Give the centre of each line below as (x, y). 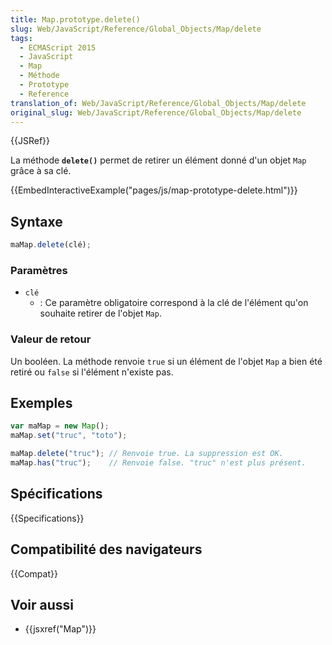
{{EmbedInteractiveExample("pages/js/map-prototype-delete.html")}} (154, 190)
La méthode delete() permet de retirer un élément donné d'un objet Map (158, 160)
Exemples (41, 403)
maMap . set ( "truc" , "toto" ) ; (69, 436)
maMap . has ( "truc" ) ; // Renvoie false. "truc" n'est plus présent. (158, 463)
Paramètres (39, 270)
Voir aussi (42, 604)
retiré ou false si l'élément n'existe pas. (92, 372)
